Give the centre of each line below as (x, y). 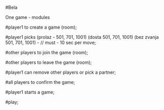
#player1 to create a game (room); (41, 27)
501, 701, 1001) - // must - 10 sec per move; (51, 42)
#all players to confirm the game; (40, 82)
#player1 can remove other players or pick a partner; (61, 72)
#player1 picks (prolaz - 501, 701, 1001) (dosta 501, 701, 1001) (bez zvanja (82, 37)
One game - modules (28, 17)
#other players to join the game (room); (47, 52)
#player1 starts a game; (30, 92)
